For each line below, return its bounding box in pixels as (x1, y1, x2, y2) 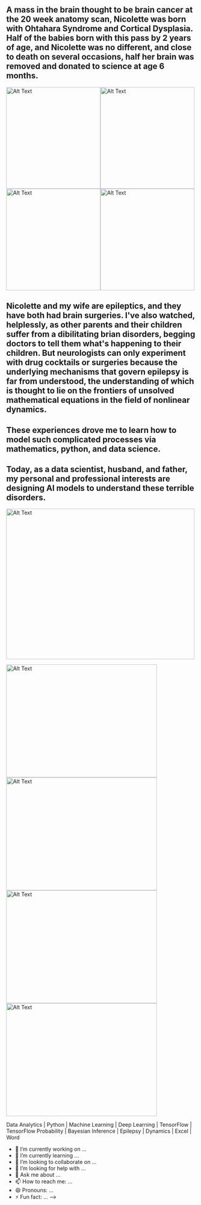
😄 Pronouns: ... (14, 1186, 54, 1194)
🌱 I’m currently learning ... (14, 1152, 79, 1159)
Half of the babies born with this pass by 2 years (6, 33, 191, 43)
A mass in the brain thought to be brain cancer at (6, 5, 193, 15)
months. (6, 70, 39, 81)
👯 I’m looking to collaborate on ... (14, 1159, 97, 1166)
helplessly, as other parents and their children (6, 320, 182, 330)
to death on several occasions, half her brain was (6, 52, 194, 62)
